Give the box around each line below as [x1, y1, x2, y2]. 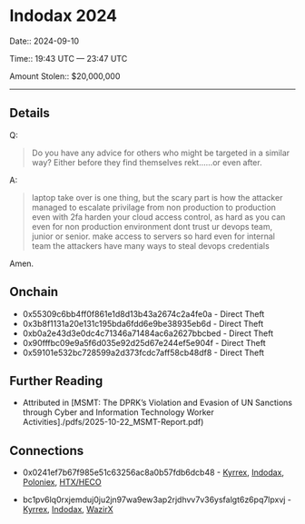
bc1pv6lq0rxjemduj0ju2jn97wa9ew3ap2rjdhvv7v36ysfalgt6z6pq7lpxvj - [22, 494, 292, 505]
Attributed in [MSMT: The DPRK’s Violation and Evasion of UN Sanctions [22, 397, 293, 409]
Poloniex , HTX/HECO [22, 477, 102, 488]
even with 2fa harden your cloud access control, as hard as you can [31, 211, 286, 222]
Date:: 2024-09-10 [9, 35, 80, 46]
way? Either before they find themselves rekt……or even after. [31, 156, 262, 168]
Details [9, 105, 50, 121]
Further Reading [9, 373, 103, 389]
